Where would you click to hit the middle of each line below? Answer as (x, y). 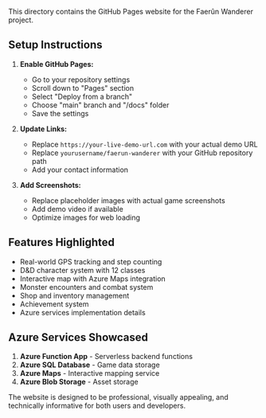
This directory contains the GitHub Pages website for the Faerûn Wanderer (131, 12)
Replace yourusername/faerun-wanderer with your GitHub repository (142, 152)
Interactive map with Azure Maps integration (92, 279)
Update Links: (43, 129)
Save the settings (60, 113)
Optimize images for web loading (86, 217)
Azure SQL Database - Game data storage (90, 365)
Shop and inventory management (74, 295)
